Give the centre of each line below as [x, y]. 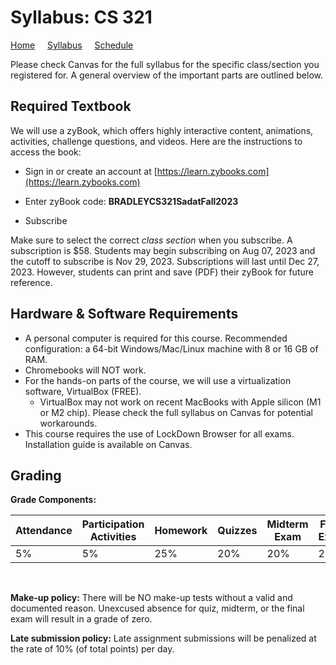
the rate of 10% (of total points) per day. [92, 649]
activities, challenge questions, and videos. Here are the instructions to [156, 141]
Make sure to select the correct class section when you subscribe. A [151, 240]
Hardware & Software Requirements [124, 314]
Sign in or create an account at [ [91, 171]
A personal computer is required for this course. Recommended [156, 338]
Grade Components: [53, 500]
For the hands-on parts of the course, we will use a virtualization [158, 380]
